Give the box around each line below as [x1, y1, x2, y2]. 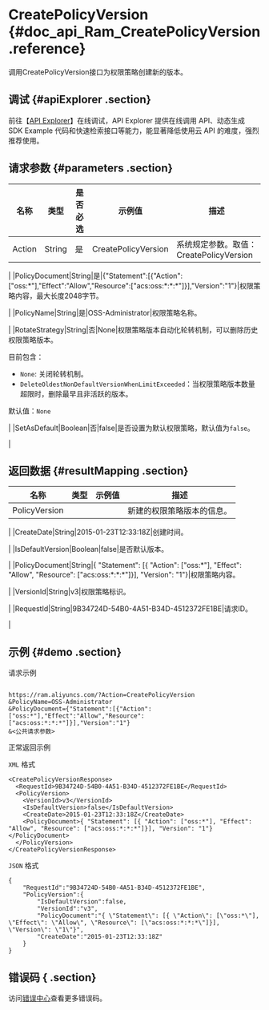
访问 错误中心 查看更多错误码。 [8, 993, 106, 1003]
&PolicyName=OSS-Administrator [8, 698, 113, 706]
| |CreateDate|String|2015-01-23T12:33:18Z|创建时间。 [8, 527, 188, 537]
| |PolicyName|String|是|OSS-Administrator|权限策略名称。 [8, 308, 202, 317]
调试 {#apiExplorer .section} [8, 93, 152, 107]
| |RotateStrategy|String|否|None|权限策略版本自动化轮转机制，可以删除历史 [8, 324, 259, 334]
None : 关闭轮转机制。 [19, 368, 88, 378]
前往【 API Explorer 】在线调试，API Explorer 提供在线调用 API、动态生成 [8, 115, 246, 125]
